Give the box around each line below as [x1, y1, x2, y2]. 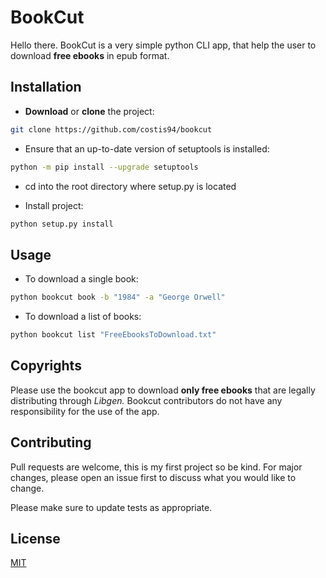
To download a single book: [24, 273, 139, 285]
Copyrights [10, 357, 82, 375]
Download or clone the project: [24, 105, 155, 117]
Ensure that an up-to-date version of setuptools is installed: [24, 142, 270, 155]
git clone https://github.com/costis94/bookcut [10, 124, 213, 135]
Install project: [24, 199, 84, 211]
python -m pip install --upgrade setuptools [10, 162, 199, 172]
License [10, 530, 61, 547]
